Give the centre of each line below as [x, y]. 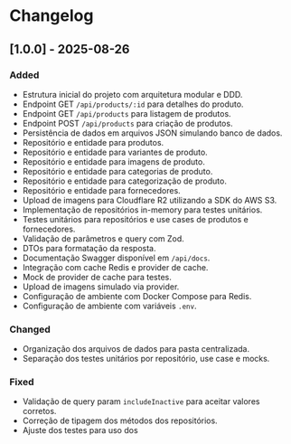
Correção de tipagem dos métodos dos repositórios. [120, 420]
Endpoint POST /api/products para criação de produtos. [127, 123]
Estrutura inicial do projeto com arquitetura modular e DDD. [132, 94]
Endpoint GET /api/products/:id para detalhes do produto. [133, 104]
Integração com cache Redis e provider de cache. [115, 267]
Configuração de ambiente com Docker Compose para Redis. [137, 296]
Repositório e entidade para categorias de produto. [117, 171]
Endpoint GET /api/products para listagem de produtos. [127, 113]
